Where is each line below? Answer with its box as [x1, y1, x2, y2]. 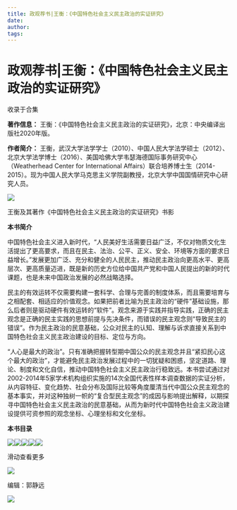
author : [7, 23, 30, 30]
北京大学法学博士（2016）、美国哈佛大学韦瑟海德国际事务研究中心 [7, 153, 197, 161]
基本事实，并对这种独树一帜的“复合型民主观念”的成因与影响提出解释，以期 [7, 392, 224, 400]
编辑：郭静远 [7, 481, 44, 489]
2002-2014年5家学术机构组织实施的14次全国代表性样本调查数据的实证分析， [7, 374, 229, 383]
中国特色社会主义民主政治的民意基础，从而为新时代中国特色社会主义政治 [13, 400, 224, 409]
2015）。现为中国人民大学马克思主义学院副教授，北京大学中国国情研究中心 [7, 170, 222, 179]
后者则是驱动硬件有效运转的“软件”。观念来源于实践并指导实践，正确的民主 [13, 306, 229, 315]
